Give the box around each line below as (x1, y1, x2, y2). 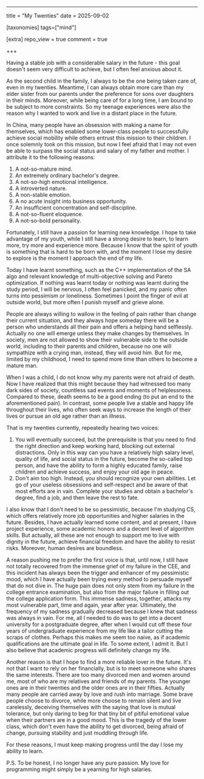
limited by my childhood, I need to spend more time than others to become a (6, 356, 197, 362)
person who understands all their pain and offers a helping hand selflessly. (6, 323, 193, 330)
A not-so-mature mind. (15, 165, 73, 172)
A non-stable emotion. (15, 191, 72, 198)
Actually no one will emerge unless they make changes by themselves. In (6, 330, 189, 337)
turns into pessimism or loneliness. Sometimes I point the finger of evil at (6, 292, 188, 299)
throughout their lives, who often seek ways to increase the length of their (6, 406, 191, 413)
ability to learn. (6, 747, 44, 755)
